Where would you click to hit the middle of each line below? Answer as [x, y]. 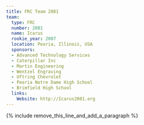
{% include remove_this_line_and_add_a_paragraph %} [72, 116]
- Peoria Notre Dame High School [52, 83]
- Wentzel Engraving [36, 72]
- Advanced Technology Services [51, 55]
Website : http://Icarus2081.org [56, 99]
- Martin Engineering [38, 66]
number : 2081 [27, 28]
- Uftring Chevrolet [36, 77]
